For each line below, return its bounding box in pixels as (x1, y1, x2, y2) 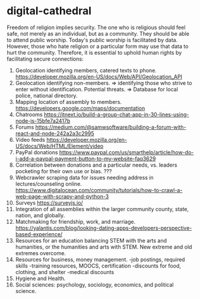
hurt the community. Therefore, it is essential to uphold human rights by (7, 49, 182, 56)
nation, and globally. (15, 212, 65, 219)
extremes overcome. (15, 249, 66, 256)
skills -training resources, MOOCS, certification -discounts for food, (15, 262, 182, 269)
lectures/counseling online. (15, 180, 82, 187)
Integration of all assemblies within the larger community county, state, (15, 205, 189, 212)
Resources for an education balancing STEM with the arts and (15, 237, 167, 244)
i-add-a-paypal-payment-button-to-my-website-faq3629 (15, 155, 156, 162)
